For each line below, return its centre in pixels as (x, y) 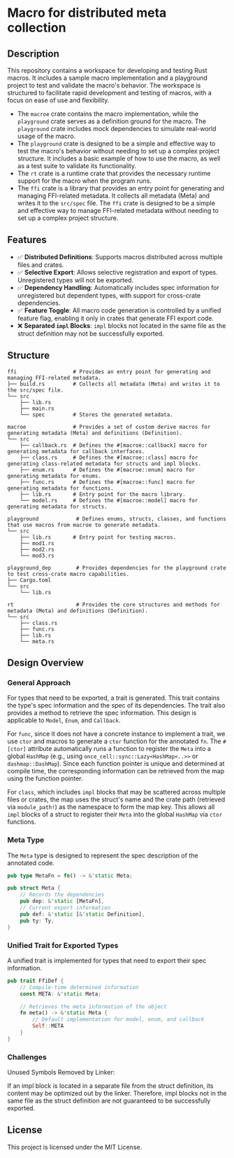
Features (27, 240)
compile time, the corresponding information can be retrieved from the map (116, 771)
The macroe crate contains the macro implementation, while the (108, 114)
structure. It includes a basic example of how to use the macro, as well (119, 158)
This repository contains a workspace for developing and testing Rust (107, 70)
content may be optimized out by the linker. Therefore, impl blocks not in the (117, 1094)
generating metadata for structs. (58, 506)
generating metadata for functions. (60, 488)
